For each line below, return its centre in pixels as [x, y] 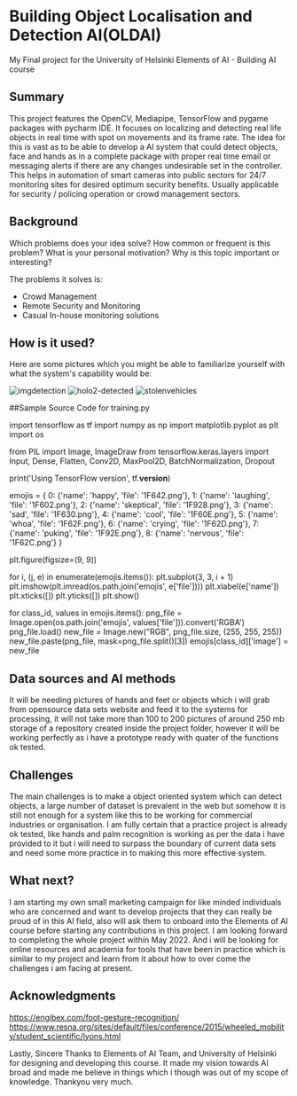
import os [27, 434]
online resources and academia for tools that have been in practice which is [148, 949]
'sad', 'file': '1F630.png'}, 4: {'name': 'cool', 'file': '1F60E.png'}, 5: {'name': [144, 514]
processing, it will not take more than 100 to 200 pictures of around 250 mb [147, 719]
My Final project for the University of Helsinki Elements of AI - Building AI [143, 59]
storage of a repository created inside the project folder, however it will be [145, 728]
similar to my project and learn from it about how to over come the [130, 959]
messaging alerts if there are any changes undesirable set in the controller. [146, 165]
